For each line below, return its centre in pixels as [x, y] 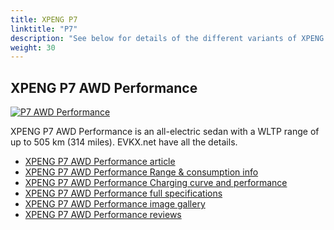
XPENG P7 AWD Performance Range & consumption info [141, 172]
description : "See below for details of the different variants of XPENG [167, 38]
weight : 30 [33, 47]
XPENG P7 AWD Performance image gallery [115, 204]
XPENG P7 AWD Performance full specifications [123, 193]
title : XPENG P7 [44, 19]
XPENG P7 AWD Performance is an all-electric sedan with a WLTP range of [165, 132]
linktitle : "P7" [44, 29]
